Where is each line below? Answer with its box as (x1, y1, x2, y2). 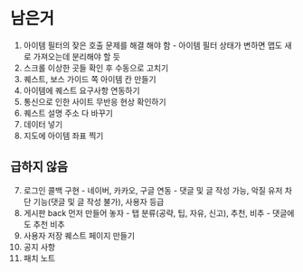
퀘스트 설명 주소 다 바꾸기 (23, 108, 114, 118)
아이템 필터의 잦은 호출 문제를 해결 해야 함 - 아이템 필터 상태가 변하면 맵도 (23, 40, 283, 51)
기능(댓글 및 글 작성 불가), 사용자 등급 (33, 196, 165, 207)
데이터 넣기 (23, 118, 63, 129)
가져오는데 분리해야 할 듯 (33, 51, 121, 61)
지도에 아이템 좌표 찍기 (23, 130, 104, 141)
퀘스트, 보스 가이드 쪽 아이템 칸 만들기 (23, 73, 156, 84)
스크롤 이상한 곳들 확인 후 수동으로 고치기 (23, 62, 169, 73)
